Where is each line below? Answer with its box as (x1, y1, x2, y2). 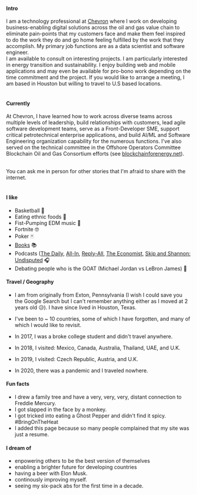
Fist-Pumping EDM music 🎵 (14, 219, 81, 226)
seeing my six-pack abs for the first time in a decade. (14, 482, 144, 490)
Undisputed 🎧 (14, 256, 50, 264)
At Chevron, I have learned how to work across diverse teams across (6, 113, 173, 120)
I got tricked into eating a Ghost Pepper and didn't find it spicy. (14, 412, 166, 419)
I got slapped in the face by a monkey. (14, 406, 107, 413)
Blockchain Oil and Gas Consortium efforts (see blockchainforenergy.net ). (6, 150, 185, 157)
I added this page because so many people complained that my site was (14, 425, 189, 432)
